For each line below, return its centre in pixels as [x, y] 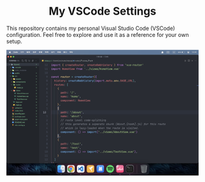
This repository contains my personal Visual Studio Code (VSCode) [91, 28]
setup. [14, 41]
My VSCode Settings [103, 11]
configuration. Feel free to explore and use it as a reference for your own [98, 34]
